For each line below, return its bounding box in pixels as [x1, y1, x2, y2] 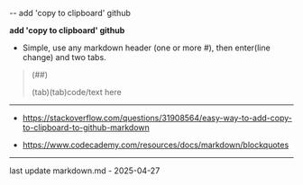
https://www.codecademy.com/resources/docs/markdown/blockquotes [22, 139, 289, 150]
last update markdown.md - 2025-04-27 [9, 165, 161, 176]
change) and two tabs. [22, 52, 106, 62]
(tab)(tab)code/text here [31, 87, 122, 97]
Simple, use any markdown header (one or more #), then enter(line [22, 42, 271, 53]
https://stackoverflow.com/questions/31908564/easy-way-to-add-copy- [22, 112, 293, 123]
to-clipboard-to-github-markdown [22, 122, 151, 133]
